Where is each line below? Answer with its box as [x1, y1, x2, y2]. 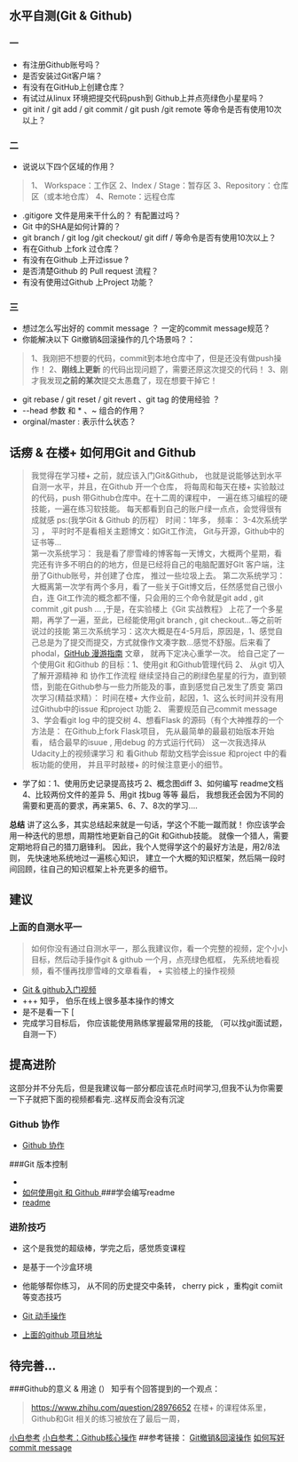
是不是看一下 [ [21, 1006, 74, 1016]
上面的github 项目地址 [21, 1329, 103, 1340]
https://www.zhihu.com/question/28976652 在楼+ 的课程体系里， [30, 1402, 271, 1412]
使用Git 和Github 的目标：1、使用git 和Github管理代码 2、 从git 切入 [38, 659, 286, 670]
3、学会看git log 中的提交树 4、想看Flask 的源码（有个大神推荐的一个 [30, 715, 284, 726]
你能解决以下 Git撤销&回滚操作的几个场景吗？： [21, 334, 196, 345]
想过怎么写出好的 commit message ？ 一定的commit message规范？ [21, 323, 271, 333]
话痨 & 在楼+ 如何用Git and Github [9, 445, 197, 460]
